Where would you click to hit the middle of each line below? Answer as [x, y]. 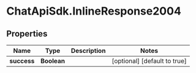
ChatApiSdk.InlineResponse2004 [94, 11]
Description [88, 51]
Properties [27, 34]
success [22, 61]
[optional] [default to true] [149, 61]
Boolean [53, 61]
